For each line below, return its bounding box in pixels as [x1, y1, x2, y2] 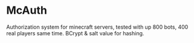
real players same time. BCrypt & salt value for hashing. [6, 29, 144, 36]
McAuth [6, 4, 47, 17]
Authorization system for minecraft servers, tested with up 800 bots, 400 [6, 23, 189, 30]
